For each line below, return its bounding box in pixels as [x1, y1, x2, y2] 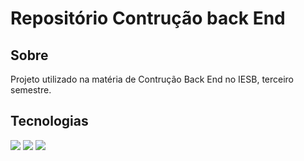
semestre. [10, 84, 52, 96]
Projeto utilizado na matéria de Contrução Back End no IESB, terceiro [10, 73, 295, 85]
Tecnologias [10, 113, 89, 130]
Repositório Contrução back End [10, 7, 286, 30]
